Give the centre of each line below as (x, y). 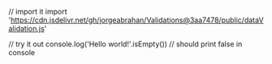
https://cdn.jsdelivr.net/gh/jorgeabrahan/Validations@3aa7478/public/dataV (137, 20)
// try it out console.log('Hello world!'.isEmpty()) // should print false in (125, 44)
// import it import (38, 12)
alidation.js (26, 28)
